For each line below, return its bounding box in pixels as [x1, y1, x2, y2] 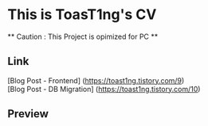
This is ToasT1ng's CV [7, 6, 157, 24]
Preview [7, 107, 49, 120]
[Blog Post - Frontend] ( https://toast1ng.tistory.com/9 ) [7, 75, 185, 85]
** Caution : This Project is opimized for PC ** [7, 32, 159, 41]
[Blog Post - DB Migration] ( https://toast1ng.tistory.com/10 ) [7, 84, 201, 94]
